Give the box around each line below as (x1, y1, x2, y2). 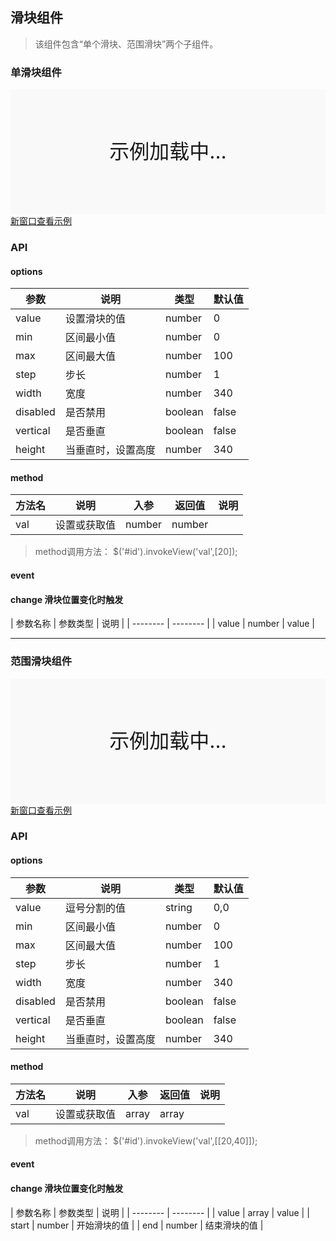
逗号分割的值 (64, 901, 126, 915)
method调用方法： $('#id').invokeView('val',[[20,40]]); (34, 1134, 258, 1147)
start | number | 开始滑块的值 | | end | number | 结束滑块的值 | (10, 1219, 264, 1231)
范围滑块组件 (10, 654, 73, 668)
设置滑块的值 (64, 312, 126, 326)
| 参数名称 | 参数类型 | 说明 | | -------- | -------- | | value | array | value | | (10, 1206, 310, 1218)
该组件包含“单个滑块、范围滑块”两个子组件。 (34, 38, 219, 50)
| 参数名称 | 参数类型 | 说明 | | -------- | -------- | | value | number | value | (10, 618, 315, 630)
